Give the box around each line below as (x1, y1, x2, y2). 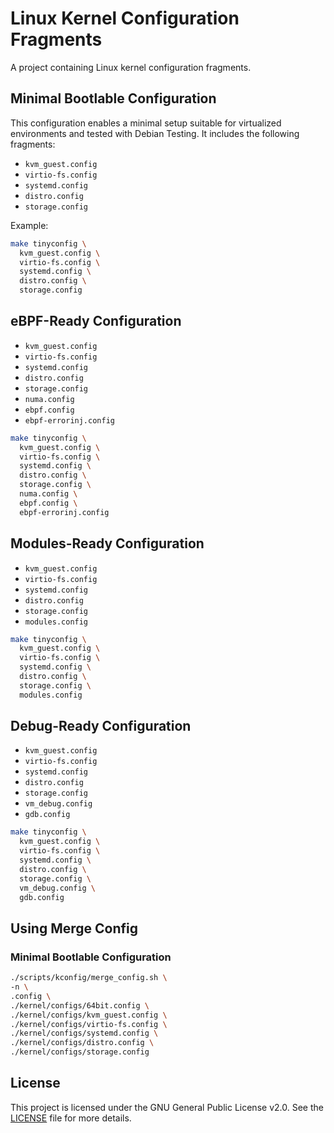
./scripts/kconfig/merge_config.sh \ (10, 973, 168, 983)
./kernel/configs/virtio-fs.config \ (10, 1019, 168, 1029)
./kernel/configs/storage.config (10, 1047, 150, 1057)
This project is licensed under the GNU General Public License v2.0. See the (10, 1101, 324, 1113)
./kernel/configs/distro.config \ (10, 1038, 155, 1048)
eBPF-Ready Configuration (10, 313, 182, 330)
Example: (10, 219, 49, 231)
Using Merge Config (10, 920, 138, 937)
